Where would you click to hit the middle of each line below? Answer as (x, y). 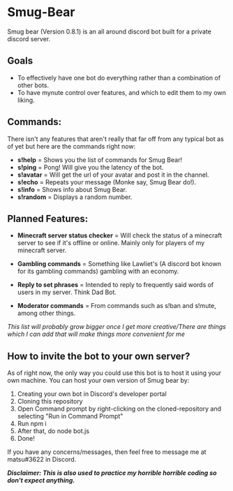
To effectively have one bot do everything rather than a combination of (119, 78)
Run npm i (32, 424)
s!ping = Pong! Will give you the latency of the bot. (90, 167)
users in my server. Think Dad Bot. (67, 292)
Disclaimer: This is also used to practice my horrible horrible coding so (112, 473)
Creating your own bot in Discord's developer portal (92, 394)
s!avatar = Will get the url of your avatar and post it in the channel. (113, 175)
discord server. (29, 38)
